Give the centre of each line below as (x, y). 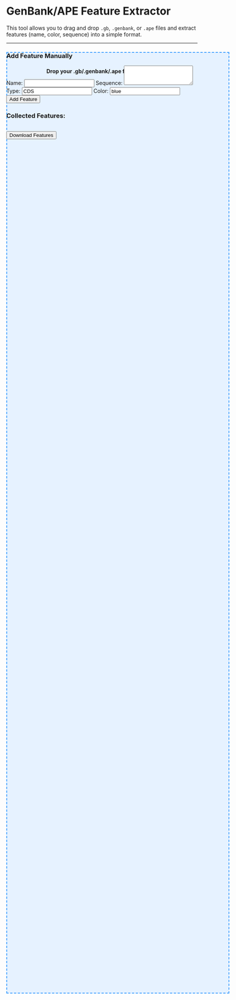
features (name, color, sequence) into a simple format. (74, 34)
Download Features (31, 135)
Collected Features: (36, 116)
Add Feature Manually (39, 56)
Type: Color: (58, 91)
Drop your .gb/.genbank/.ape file (89, 71)
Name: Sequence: (65, 83)
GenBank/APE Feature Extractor (89, 11)
